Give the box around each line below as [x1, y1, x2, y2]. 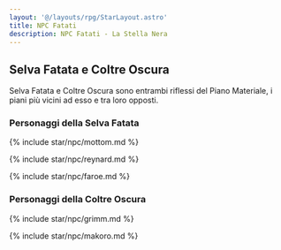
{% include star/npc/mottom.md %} [9, 137, 140, 148]
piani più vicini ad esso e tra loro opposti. [9, 95, 159, 106]
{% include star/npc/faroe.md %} [9, 171, 131, 182]
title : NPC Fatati [9, 21, 77, 30]
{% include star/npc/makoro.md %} [9, 231, 139, 241]
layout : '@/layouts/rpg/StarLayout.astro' [9, 12, 168, 22]
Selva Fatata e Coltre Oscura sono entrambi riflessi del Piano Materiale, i [9, 86, 273, 96]
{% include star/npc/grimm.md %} [9, 213, 134, 223]
